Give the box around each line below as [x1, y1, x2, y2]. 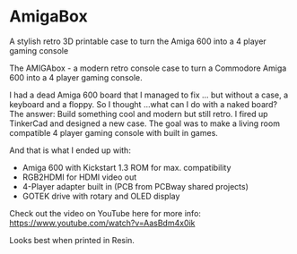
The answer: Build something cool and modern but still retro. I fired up [9, 108, 268, 119]
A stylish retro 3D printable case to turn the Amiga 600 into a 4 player [9, 36, 266, 47]
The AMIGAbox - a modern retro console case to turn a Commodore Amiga [9, 63, 287, 73]
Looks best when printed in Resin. [9, 234, 135, 245]
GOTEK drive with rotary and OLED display [22, 190, 180, 201]
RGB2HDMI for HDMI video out [22, 172, 137, 182]
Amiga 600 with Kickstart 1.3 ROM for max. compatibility [22, 162, 231, 173]
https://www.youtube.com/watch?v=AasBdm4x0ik [9, 217, 196, 228]
